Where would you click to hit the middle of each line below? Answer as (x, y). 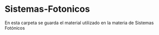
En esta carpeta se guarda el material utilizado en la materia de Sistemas (79, 23)
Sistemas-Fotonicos (47, 9)
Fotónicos (15, 28)
